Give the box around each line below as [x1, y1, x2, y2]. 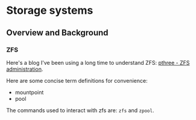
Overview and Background [6, 28, 109, 38]
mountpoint [14, 88, 44, 96]
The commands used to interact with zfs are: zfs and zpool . [6, 106, 154, 114]
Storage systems [6, 4, 93, 17]
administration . [6, 65, 43, 73]
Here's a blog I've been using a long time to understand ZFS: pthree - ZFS [6, 59, 190, 66]
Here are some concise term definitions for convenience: [6, 77, 148, 84]
